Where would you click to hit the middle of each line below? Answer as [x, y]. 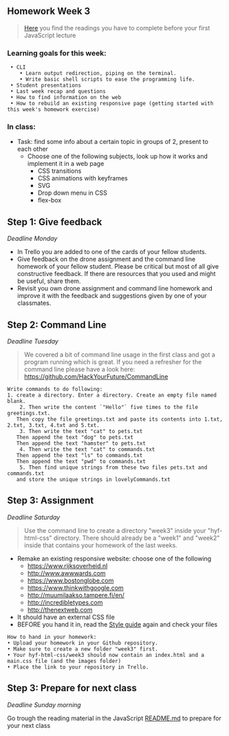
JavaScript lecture [50, 35]
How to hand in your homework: [52, 637]
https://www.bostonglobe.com [70, 580]
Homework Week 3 [49, 11]
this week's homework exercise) [53, 109]
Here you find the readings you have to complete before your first [117, 28]
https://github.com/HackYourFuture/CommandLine [96, 377]
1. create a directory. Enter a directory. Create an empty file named [112, 395]
